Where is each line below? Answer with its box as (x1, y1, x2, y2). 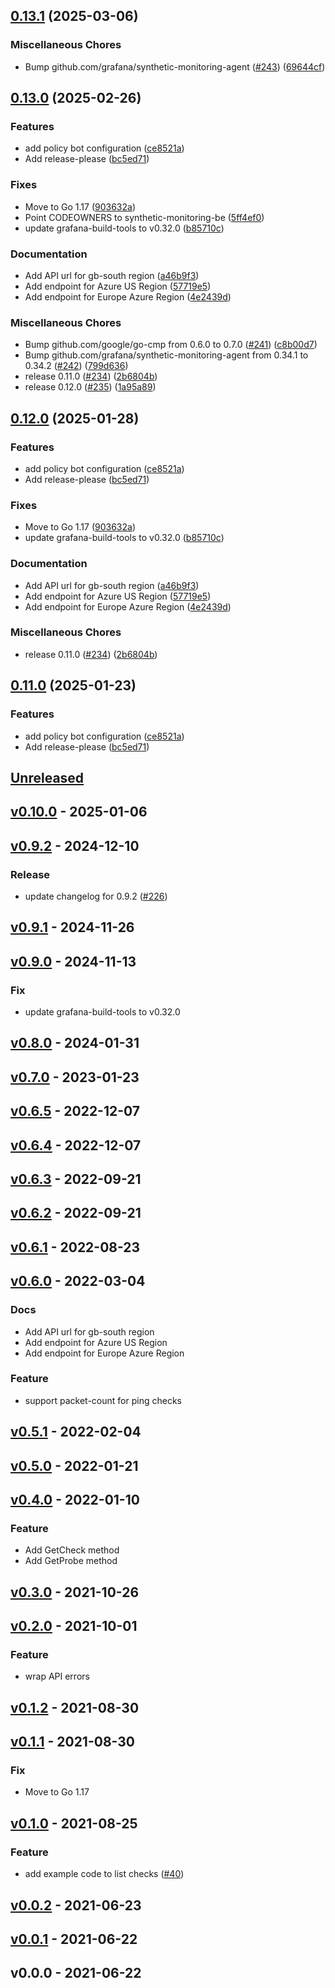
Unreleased (10, 769, 85, 786)
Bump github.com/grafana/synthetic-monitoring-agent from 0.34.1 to (24, 349, 309, 361)
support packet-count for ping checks (24, 1394, 182, 1406)
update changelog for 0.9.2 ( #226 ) (24, 890, 168, 902)
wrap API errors (24, 1670, 90, 1683)
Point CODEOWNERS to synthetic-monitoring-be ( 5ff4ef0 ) (24, 211, 265, 223)
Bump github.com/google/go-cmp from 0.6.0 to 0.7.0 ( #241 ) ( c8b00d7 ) (24, 339, 318, 351)
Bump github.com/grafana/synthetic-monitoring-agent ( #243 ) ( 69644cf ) (24, 60, 326, 73)
